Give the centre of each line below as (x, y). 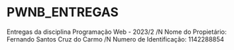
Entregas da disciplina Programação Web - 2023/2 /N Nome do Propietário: (117, 32)
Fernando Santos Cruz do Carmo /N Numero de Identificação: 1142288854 (115, 39)
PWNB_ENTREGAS (63, 12)
